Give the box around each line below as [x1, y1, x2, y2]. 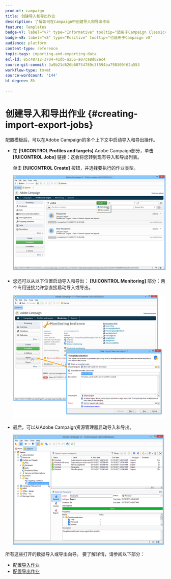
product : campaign [5, 8, 44, 13]
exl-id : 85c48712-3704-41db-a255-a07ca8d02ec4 [5, 57, 106, 62]
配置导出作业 [12, 568, 40, 574]
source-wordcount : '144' [5, 73, 58, 78]
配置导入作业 [12, 562, 40, 568]
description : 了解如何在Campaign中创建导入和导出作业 [5, 19, 110, 24]
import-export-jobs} [5, 119, 94, 131]
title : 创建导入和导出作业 [5, 13, 56, 19]
